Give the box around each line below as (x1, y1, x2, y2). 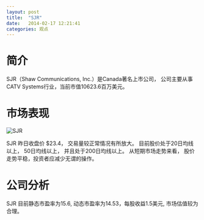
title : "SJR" (6, 15, 43, 21)
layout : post (6, 9, 40, 15)
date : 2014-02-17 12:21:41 (6, 20, 81, 26)
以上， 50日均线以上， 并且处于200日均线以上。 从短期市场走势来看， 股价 (6, 147, 195, 155)
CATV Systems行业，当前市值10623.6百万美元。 (6, 83, 128, 90)
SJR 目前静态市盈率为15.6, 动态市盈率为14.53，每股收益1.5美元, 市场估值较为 (6, 200, 199, 207)
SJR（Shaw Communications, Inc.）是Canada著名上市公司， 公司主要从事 (6, 76, 194, 83)
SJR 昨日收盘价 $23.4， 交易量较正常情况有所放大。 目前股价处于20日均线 (6, 140, 194, 147)
